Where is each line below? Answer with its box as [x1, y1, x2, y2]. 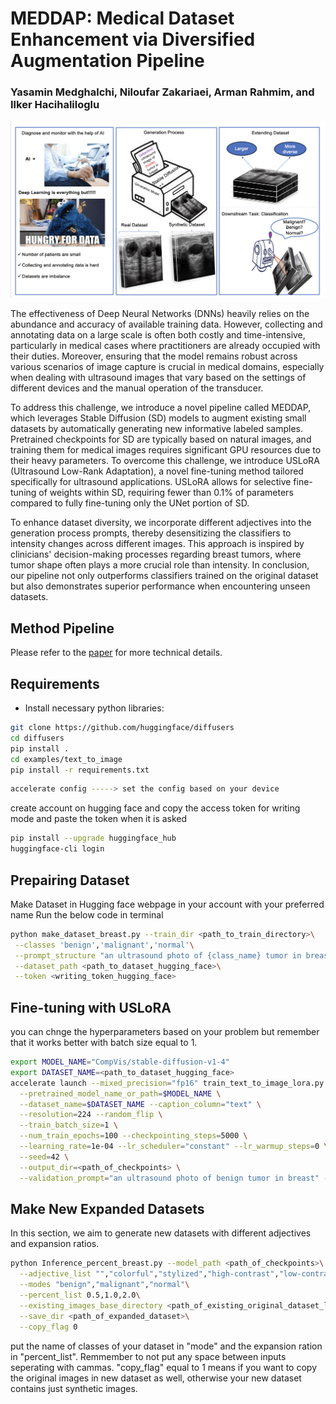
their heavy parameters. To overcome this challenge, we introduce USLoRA [10, 455, 320, 467]
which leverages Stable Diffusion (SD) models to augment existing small [10, 412, 307, 424]
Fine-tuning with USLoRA [10, 999, 172, 1016]
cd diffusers [10, 733, 65, 743]
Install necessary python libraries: [24, 702, 165, 714]
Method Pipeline [10, 620, 115, 637]
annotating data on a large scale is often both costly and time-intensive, [10, 329, 306, 341]
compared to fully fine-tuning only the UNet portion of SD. [10, 497, 250, 509]
